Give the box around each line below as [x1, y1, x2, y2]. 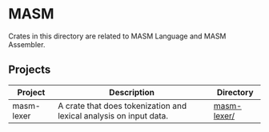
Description [109, 86, 155, 98]
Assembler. [8, 39, 46, 49]
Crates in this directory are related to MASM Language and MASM [8, 31, 227, 41]
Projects [8, 63, 51, 77]
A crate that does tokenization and [57, 100, 187, 111]
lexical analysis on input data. [57, 110, 169, 121]
